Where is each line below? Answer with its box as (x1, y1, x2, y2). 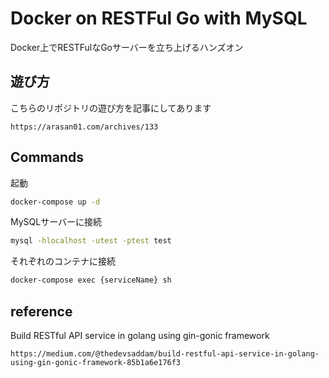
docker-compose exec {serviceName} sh (10, 275, 172, 286)
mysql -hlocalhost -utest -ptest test (10, 236, 172, 246)
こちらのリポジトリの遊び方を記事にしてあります (10, 102, 212, 114)
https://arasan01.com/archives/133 (10, 122, 159, 132)
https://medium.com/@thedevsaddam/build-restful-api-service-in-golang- (10, 349, 320, 359)
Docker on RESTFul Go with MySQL (10, 7, 308, 30)
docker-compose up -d (10, 197, 101, 207)
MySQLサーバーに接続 (10, 216, 103, 228)
